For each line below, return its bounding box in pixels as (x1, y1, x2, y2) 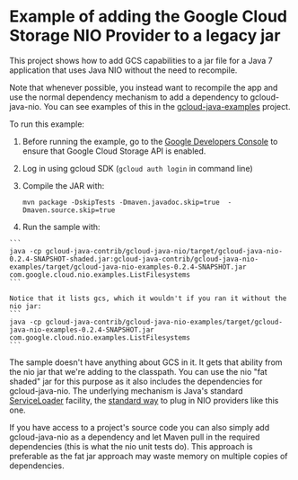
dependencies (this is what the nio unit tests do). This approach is (9, 440, 253, 451)
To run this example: (9, 119, 85, 129)
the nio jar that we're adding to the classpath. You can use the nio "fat (9, 366, 267, 377)
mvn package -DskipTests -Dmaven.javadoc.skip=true (22, 198, 220, 207)
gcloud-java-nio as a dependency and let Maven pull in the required (9, 431, 260, 442)
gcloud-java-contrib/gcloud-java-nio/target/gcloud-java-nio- (45, 246, 283, 255)
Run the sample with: (22, 221, 101, 232)
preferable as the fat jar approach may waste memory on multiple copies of (9, 450, 289, 461)
